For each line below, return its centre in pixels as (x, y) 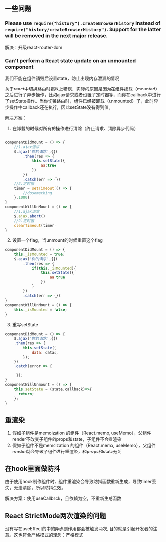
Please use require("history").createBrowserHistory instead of (83, 23)
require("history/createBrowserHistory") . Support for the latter (83, 30)
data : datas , (45, 353)
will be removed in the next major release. (56, 36)
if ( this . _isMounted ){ (54, 268)
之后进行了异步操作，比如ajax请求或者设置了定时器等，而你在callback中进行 (83, 95)
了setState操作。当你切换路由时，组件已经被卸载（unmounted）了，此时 (80, 101)
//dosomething (37, 193)
